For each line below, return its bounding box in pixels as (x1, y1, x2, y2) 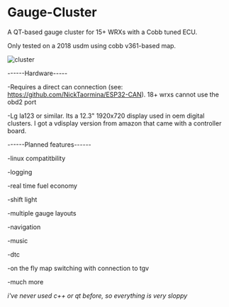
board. (7, 126, 27, 135)
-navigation (7, 223, 41, 231)
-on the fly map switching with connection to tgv (7, 264, 150, 272)
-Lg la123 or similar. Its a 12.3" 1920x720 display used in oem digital (7, 111, 205, 120)
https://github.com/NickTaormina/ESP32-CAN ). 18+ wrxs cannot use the (7, 90, 220, 99)
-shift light (7, 195, 38, 203)
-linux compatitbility (7, 154, 66, 162)
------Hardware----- (7, 69, 68, 77)
